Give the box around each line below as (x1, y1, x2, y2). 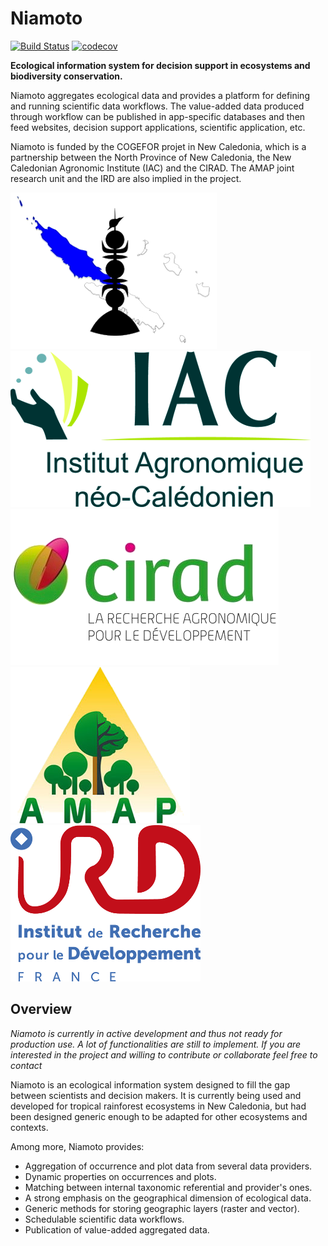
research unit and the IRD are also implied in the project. (10, 172, 242, 184)
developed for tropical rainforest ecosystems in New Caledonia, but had (10, 1100, 307, 1112)
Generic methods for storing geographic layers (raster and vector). (24, 1202, 300, 1214)
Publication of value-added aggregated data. (24, 1223, 210, 1236)
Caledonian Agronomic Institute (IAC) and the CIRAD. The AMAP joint (10, 162, 295, 174)
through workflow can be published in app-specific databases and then (10, 110, 306, 122)
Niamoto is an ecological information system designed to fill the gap (10, 1078, 291, 1091)
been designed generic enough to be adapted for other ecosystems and (10, 1110, 308, 1122)
